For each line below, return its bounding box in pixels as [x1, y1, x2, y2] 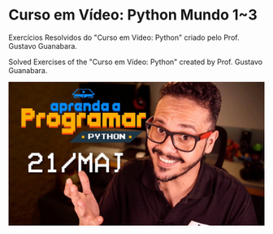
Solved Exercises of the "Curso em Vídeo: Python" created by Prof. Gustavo [8, 57, 262, 67]
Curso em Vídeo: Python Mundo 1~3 [8, 6, 258, 24]
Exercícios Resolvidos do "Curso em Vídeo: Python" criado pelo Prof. [8, 32, 240, 42]
